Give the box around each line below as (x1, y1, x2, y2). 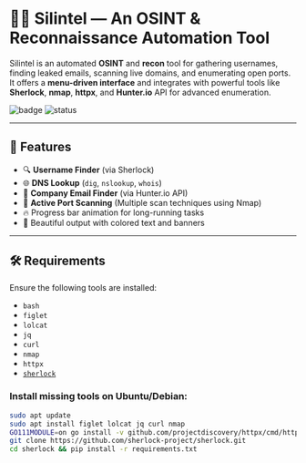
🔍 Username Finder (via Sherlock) (22, 164, 155, 175)
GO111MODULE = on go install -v (9, 427, 125, 437)
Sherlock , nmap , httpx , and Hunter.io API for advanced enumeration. (9, 87, 271, 98)
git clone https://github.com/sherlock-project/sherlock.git (9, 437, 247, 446)
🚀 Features (9, 139, 72, 155)
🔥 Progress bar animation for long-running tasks (22, 207, 205, 218)
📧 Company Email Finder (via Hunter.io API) (22, 187, 189, 199)
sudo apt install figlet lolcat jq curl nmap (9, 419, 185, 428)
